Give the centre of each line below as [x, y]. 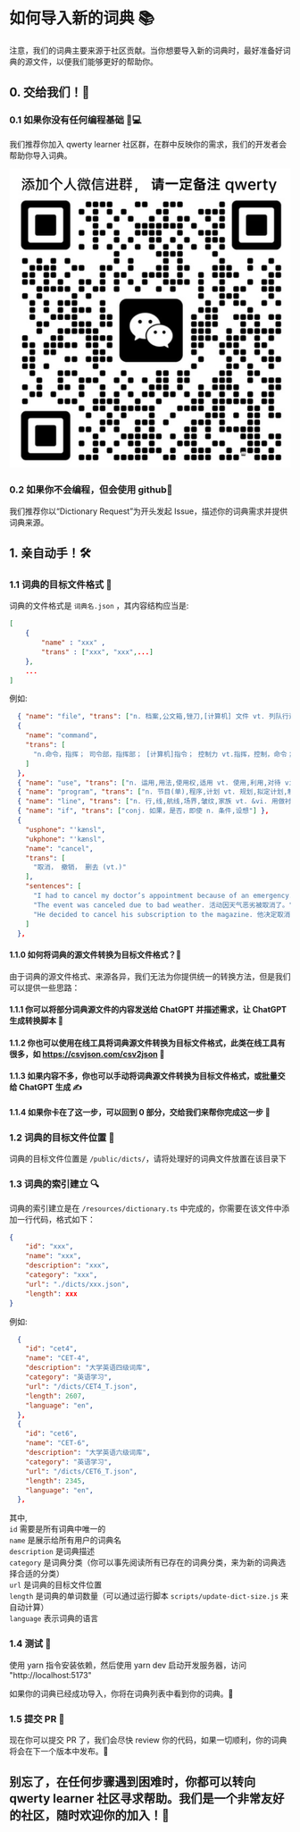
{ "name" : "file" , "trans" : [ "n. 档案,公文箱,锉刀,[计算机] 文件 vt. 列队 [150, 717]
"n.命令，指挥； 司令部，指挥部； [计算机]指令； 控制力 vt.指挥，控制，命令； [163, 754]
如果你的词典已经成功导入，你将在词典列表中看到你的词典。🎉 [121, 1693]
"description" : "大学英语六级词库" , [88, 1453]
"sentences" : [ [54, 887]
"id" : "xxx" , [50, 1247]
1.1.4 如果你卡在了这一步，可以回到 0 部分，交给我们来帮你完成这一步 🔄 [140, 1112]
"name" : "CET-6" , [58, 1443]
